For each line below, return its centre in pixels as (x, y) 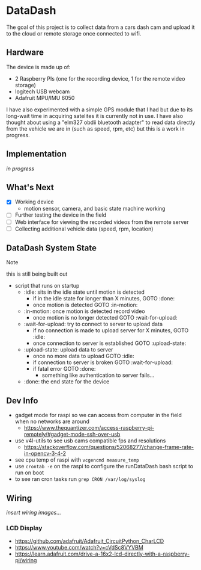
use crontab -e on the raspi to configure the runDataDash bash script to (104, 466)
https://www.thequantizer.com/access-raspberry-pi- (89, 428)
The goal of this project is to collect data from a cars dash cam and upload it (100, 27)
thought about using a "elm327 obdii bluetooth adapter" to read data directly (101, 122)
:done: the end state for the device (67, 382)
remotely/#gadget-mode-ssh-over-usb (72, 435)
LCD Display (24, 528)
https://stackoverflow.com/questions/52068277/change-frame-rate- (109, 447)
